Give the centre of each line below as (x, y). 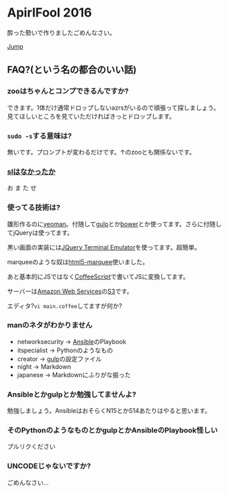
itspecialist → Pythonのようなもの (65, 350)
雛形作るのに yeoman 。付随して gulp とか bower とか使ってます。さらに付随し (114, 224)
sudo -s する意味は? (40, 136)
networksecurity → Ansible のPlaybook (72, 341)
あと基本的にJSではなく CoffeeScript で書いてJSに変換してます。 (98, 276)
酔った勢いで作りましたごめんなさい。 (61, 32)
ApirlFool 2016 (50, 13)
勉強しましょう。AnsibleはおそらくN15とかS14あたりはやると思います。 (109, 411)
